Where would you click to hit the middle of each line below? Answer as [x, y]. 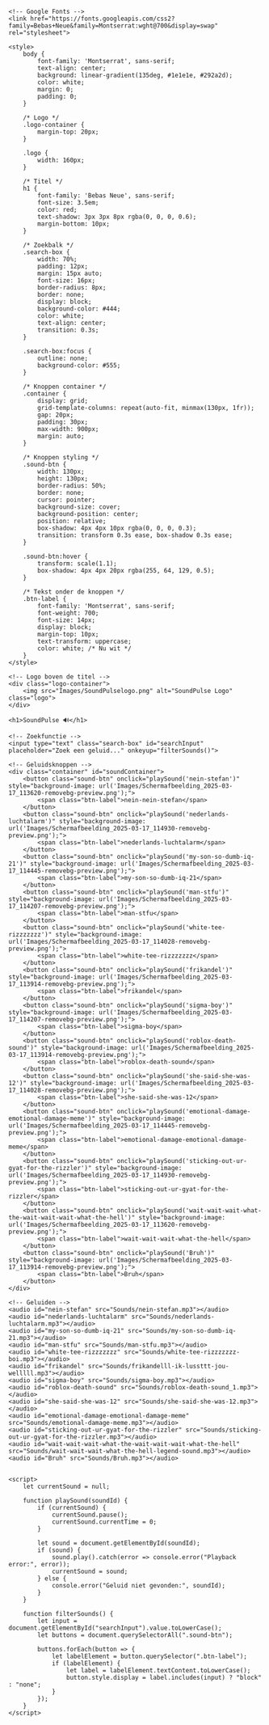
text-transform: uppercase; [84, 641]
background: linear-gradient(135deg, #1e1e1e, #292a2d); [135, 75]
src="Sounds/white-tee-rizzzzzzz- [182, 1352]
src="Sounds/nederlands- [173, 1317]
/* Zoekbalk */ [48, 245]
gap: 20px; [56, 415]
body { [34, 54]
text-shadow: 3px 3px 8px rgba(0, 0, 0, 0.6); [117, 217]
